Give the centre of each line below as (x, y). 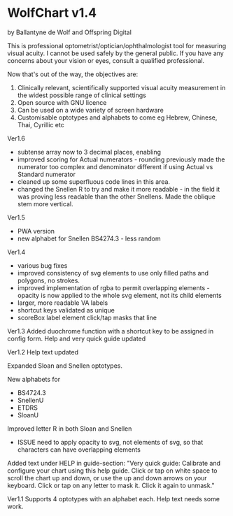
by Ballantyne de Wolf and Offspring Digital (69, 32)
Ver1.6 (16, 138)
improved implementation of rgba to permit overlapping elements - (113, 287)
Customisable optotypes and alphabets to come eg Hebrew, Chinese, (117, 117)
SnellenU (30, 400)
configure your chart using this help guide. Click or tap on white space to (113, 471)
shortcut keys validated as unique (66, 310)
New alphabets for (34, 379)
